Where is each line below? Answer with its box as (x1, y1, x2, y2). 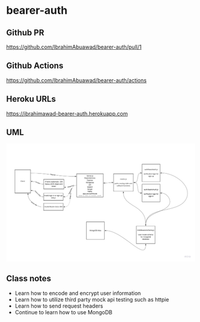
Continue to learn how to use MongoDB (14, 308, 113, 315)
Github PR (6, 28, 44, 38)
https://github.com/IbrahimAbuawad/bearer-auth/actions (6, 76, 147, 84)
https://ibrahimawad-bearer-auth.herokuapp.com (6, 110, 128, 117)
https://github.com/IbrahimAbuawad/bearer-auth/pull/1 (6, 43, 142, 50)
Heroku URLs (6, 94, 56, 104)
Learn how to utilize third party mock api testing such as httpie (14, 296, 169, 303)
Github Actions (6, 61, 64, 71)
